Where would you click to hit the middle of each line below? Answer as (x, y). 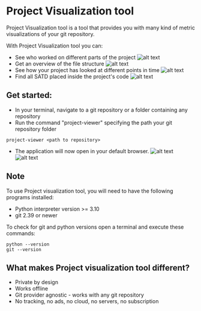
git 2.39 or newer (36, 215)
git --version (24, 249)
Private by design (37, 282)
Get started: (29, 95)
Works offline (31, 289)
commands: (21, 233)
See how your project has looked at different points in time (87, 70)
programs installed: (30, 197)
